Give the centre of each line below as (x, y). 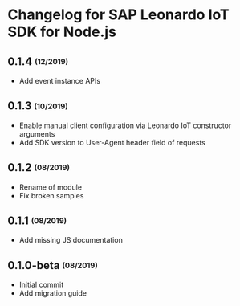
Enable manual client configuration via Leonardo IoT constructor (125, 125)
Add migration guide (53, 293)
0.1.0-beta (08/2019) (53, 265)
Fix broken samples (51, 195)
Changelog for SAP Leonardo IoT (118, 15)
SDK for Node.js (62, 32)
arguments (37, 133)
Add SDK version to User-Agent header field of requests (112, 142)
